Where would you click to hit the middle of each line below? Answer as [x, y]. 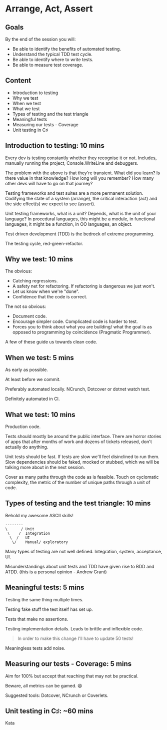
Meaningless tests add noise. [35, 648]
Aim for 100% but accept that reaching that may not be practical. [72, 676]
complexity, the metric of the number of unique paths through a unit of [78, 482]
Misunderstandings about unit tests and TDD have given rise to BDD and [80, 566]
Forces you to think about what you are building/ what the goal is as [82, 327]
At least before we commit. [33, 380]
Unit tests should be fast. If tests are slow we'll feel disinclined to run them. [82, 457]
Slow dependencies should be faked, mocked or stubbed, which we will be [82, 462]
